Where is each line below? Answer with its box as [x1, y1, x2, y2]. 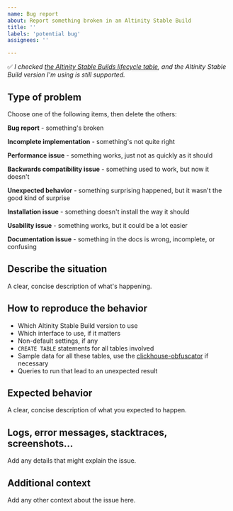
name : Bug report [7, 10, 59, 18]
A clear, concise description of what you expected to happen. [7, 406, 187, 414]
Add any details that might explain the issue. [7, 456, 137, 465]
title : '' [7, 23, 37, 31]
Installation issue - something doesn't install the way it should [7, 207, 190, 216]
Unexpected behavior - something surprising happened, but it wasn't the [7, 186, 222, 194]
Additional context [7, 477, 91, 489]
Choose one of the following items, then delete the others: [7, 109, 177, 118]
